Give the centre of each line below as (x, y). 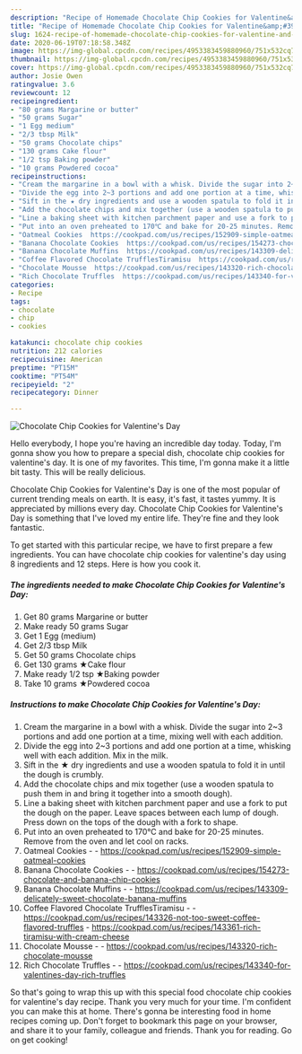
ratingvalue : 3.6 (43, 84)
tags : (20, 302)
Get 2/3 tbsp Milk (55, 646)
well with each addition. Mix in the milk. (95, 756)
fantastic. (27, 528)
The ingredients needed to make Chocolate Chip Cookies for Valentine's (148, 584)
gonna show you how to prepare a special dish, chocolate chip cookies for (147, 453)
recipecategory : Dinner (55, 393)
